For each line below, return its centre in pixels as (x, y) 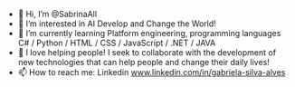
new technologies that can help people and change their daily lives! (143, 62)
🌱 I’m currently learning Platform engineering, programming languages (149, 33)
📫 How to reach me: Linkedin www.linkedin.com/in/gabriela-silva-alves (152, 72)
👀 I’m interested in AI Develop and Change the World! (117, 24)
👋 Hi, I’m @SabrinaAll (57, 14)
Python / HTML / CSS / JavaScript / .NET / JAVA (126, 43)
